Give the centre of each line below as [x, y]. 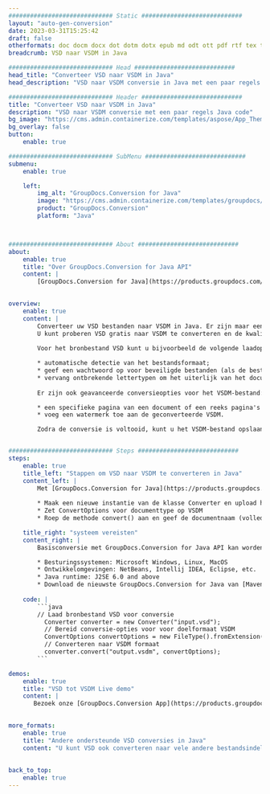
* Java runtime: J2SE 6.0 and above [98, 577]
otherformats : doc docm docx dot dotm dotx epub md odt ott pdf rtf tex [133, 46]
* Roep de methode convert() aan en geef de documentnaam [136, 518]
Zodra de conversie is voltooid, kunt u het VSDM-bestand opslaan [151, 430]
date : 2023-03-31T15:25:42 [53, 31]
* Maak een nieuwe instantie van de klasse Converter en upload [147, 503]
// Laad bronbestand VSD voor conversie [106, 614]
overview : [25, 304]
